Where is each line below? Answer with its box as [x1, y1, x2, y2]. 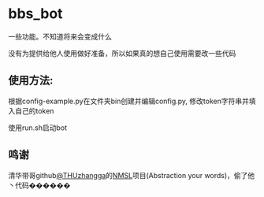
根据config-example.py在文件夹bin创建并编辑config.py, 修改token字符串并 [8, 96, 250, 106]
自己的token [14, 106, 54, 115]
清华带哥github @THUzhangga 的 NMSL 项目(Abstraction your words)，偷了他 [8, 170, 255, 180]
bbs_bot [8, 5, 63, 23]
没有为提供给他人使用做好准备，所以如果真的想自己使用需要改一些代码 [8, 48, 236, 58]
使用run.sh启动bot [8, 123, 68, 132]
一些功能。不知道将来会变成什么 [8, 32, 112, 41]
